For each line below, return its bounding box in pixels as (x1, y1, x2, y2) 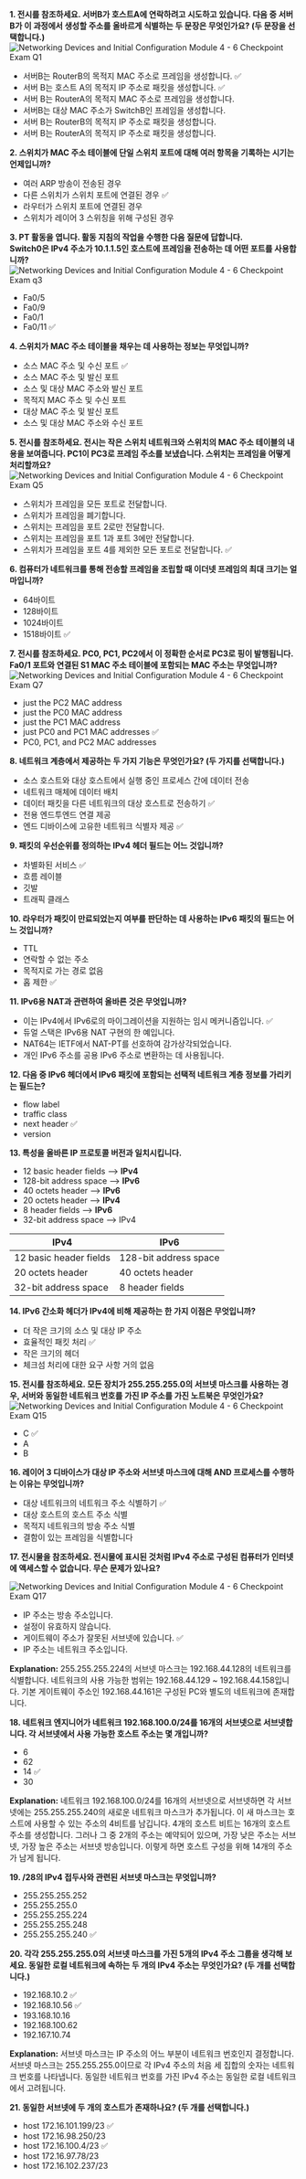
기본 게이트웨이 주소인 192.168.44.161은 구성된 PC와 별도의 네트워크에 (21, 1686, 271, 1696)
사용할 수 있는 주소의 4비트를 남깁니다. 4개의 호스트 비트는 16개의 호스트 (33, 1818, 290, 1829)
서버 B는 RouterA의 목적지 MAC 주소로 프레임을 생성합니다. (22, 93, 235, 104)
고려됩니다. (26, 2083, 67, 2093)
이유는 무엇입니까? (18, 1478, 85, 1489)
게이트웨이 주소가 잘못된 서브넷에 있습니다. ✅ (22, 1632, 185, 1643)
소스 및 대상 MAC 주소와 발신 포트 (22, 383, 144, 394)
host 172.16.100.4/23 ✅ (22, 2141, 109, 2151)
